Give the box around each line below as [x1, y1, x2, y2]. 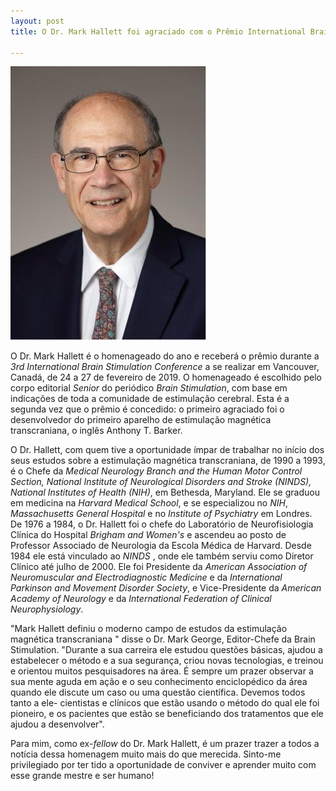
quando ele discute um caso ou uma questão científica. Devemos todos [10, 686, 306, 699]
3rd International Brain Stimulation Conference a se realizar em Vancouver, [10, 361, 320, 373]
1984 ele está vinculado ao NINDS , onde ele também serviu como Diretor [10, 550, 314, 562]
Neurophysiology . [10, 603, 84, 615]
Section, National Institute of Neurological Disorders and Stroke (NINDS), [10, 476, 312, 488]
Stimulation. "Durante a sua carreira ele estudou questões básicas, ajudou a [10, 644, 323, 656]
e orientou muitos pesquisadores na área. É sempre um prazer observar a [10, 665, 314, 677]
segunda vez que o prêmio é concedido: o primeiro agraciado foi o [10, 403, 285, 415]
